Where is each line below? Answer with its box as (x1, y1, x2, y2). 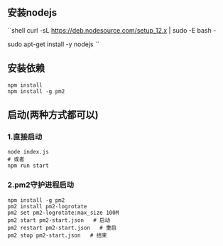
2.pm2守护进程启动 (7, 180, 75, 190)
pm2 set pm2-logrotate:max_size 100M (7, 209, 119, 216)
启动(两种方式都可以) (7, 109, 99, 121)
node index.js (7, 149, 50, 156)
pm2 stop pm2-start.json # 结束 (7, 232, 108, 239)
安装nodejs (7, 6, 58, 19)
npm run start (7, 162, 50, 169)
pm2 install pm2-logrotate (7, 203, 87, 210)
